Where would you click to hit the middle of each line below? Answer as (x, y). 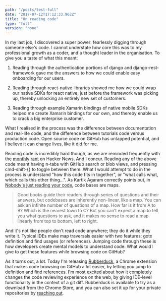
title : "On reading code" (32, 19)
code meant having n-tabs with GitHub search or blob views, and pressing (81, 164)
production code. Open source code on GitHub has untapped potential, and (82, 139)
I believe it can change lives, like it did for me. (52, 144)
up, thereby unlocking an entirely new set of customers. (69, 98)
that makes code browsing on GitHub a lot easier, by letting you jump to (78, 267)
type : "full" (19, 24)
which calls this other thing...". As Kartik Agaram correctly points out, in (78, 180)
